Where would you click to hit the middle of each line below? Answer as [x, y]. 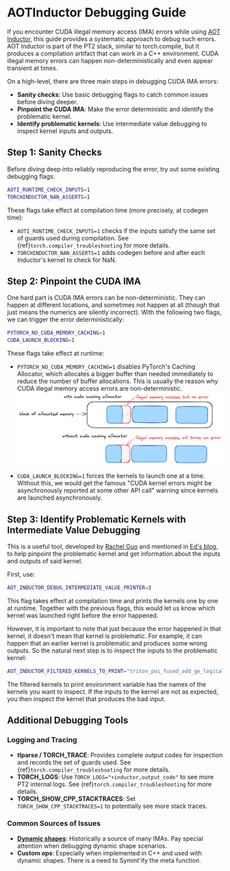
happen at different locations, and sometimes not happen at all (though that [114, 305]
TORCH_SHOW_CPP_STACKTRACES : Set [76, 798]
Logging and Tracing [42, 740]
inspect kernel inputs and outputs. [65, 131]
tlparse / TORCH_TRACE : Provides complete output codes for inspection [120, 755]
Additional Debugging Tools [68, 721]
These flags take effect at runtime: [56, 354]
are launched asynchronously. [60, 498]
